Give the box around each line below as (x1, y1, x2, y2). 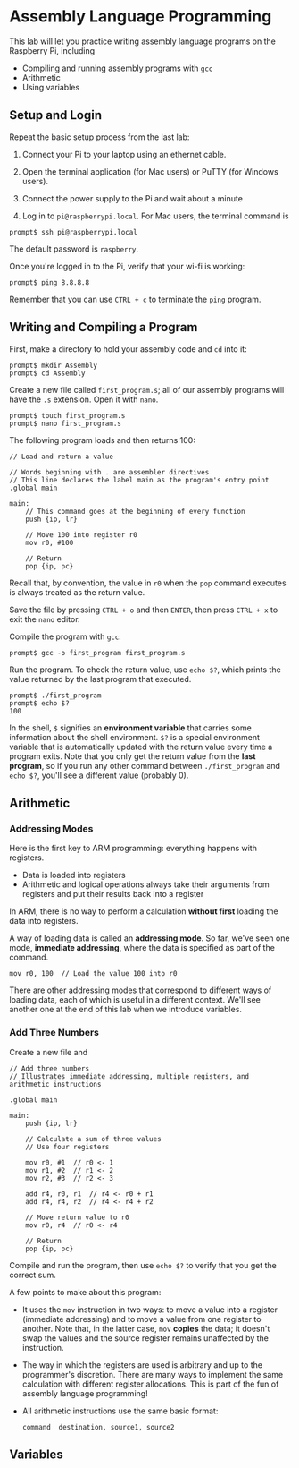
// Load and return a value (9, 452, 114, 461)
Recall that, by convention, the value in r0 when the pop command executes (9, 577, 287, 588)
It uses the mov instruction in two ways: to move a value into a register (21, 1304, 278, 1315)
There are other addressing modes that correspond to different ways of (9, 985, 272, 995)
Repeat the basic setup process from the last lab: (9, 132, 190, 142)
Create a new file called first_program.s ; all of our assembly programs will (9, 384, 285, 395)
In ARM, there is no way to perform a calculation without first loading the (9, 906, 278, 917)
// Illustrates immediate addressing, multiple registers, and (9, 1071, 250, 1080)
